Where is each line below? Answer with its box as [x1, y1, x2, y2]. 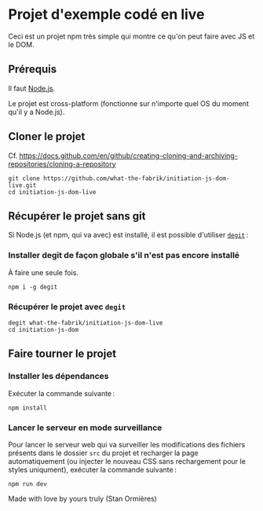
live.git [8, 181, 37, 189]
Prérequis [8, 63, 57, 76]
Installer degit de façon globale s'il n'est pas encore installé [8, 250, 240, 261]
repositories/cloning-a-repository [8, 159, 116, 168]
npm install [8, 403, 47, 412]
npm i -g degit [8, 283, 58, 291]
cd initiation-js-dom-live [8, 188, 97, 196]
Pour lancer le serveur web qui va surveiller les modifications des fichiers [8, 439, 246, 449]
